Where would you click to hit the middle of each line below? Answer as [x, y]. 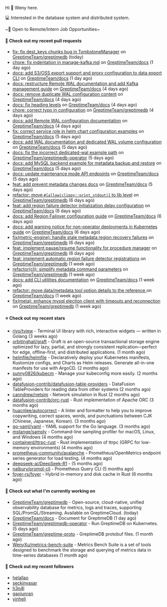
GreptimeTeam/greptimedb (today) [48, 57]
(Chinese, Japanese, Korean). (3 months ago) [59, 421]
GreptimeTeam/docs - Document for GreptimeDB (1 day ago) [74, 518]
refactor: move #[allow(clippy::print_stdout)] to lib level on [76, 195]
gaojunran [23, 594]
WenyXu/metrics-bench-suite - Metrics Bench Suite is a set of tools [82, 545]
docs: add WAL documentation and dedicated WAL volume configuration [87, 142]
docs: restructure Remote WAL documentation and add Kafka [75, 84]
